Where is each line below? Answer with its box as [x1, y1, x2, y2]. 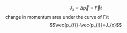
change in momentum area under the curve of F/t [5, 14, 109, 20]
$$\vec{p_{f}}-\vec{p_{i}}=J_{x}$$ [49, 22, 122, 28]
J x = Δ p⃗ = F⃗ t [69, 5, 102, 12]
